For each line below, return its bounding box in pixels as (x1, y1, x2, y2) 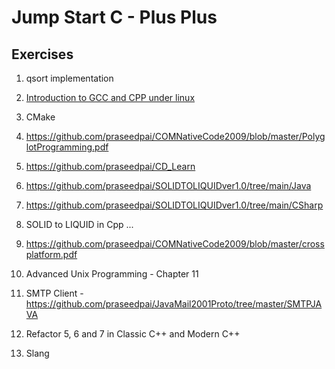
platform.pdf (25, 249, 78, 260)
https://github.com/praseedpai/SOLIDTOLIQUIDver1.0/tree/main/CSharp (25, 199, 324, 211)
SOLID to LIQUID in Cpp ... (25, 219, 134, 230)
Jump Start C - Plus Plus (11, 6, 218, 29)
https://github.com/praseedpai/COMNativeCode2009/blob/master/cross (25, 238, 325, 250)
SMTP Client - (25, 287, 84, 299)
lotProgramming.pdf (25, 141, 109, 153)
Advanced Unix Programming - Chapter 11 (25, 268, 199, 280)
